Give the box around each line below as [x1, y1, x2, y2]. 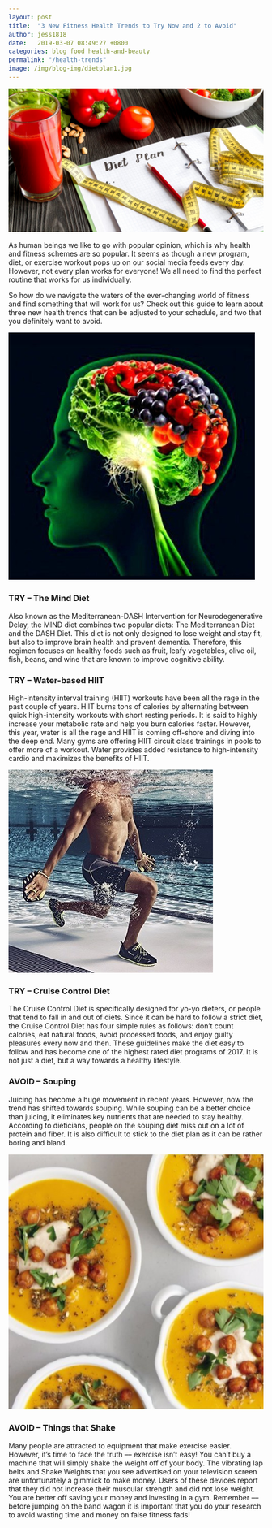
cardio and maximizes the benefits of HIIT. [8, 753, 150, 763]
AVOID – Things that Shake [8, 1422, 116, 1434]
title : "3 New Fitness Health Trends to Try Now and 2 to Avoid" [8, 21, 237, 30]
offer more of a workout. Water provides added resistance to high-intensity [8, 744, 259, 755]
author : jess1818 [8, 30, 67, 38]
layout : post [8, 13, 53, 21]
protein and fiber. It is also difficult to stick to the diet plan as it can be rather [8, 1129, 263, 1139]
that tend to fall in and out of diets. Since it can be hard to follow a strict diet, [8, 1012, 264, 1023]
